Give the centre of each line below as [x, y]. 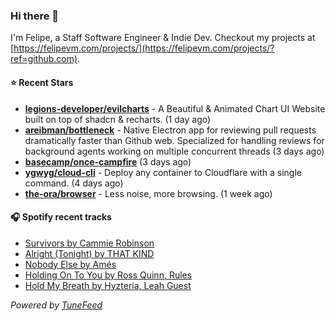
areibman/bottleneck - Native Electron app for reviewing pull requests [170, 130]
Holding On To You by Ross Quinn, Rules [108, 275]
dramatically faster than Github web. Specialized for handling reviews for [174, 140]
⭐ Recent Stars [42, 82]
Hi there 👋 [35, 16]
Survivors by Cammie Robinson [89, 243]
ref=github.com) [44, 59]
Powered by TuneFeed [56, 305]
